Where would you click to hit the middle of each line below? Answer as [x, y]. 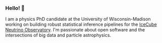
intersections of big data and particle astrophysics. [58, 35]
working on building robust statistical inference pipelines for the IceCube [81, 24]
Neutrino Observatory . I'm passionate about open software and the [75, 30]
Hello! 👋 [15, 8]
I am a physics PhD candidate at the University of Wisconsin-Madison [78, 19]
